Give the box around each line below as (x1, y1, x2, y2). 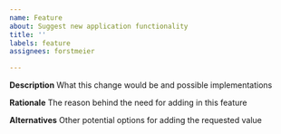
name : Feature (9, 13, 63, 23)
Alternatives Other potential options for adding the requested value (9, 115, 263, 126)
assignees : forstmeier (9, 47, 95, 56)
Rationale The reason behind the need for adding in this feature (9, 97, 247, 109)
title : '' (9, 30, 47, 39)
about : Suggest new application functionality (9, 22, 189, 31)
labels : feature (9, 38, 71, 48)
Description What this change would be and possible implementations (9, 80, 273, 91)
